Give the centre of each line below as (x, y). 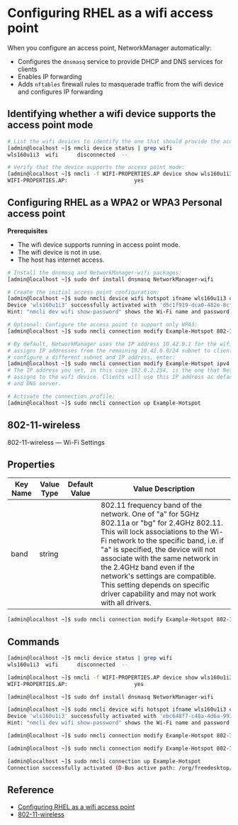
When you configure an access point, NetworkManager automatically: (109, 48)
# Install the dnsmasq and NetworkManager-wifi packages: (95, 272)
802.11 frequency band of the (151, 505)
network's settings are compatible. (158, 576)
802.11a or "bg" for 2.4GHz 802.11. (162, 523)
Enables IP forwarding (50, 77)
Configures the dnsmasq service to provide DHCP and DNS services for (120, 61)
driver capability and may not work (159, 594)
